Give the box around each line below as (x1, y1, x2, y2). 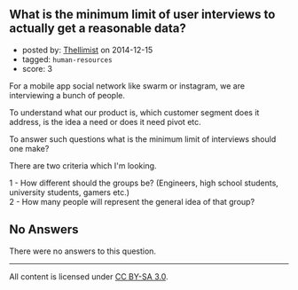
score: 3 (21, 63, 53, 74)
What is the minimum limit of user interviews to (9, 7, 276, 22)
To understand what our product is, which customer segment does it (9, 106, 260, 118)
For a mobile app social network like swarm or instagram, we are (9, 80, 246, 91)
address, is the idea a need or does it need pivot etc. (9, 116, 201, 127)
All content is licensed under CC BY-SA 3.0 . (9, 270, 169, 282)
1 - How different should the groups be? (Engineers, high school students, (9, 177, 279, 188)
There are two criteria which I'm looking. (9, 160, 157, 171)
